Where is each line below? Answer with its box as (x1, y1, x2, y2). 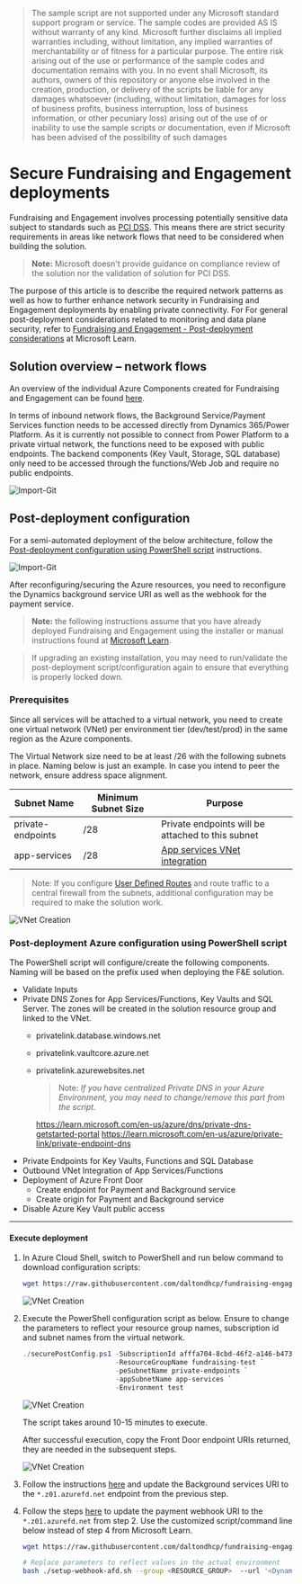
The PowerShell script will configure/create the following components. (9, 957, 271, 968)
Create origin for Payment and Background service (35, 1194, 225, 1204)
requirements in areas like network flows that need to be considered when (9, 231, 285, 242)
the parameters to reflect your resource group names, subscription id (22, 1322, 280, 1334)
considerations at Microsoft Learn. (9, 333, 138, 344)
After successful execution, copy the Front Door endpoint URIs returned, (22, 1434, 291, 1445)
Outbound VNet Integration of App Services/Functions (22, 1165, 224, 1177)
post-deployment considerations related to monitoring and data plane (9, 314, 267, 325)
